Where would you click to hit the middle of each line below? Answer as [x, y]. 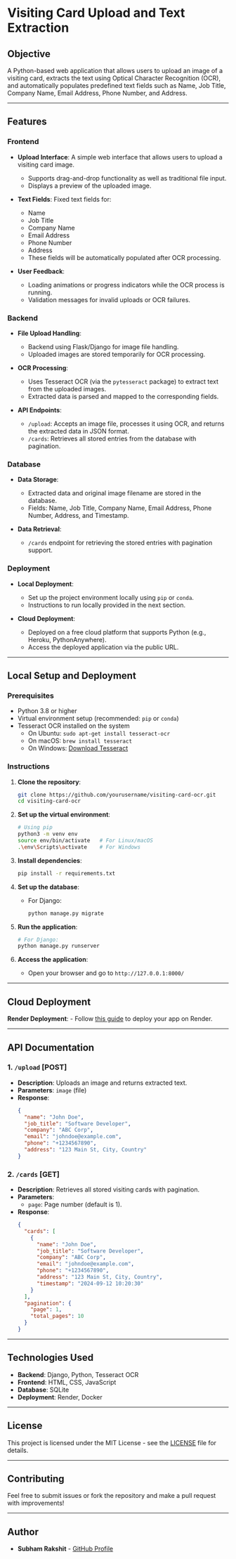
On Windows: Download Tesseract [78, 748]
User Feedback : [41, 271]
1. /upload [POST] [37, 1067]
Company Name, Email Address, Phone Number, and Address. [97, 93]
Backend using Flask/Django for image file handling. [103, 346]
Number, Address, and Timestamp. [78, 516]
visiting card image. [46, 164]
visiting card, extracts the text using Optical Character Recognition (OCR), [114, 78]
